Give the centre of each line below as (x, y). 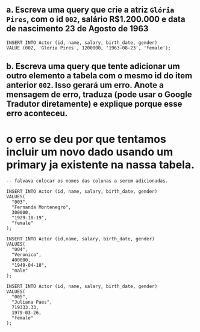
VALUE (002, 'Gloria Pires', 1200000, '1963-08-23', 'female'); (89, 48)
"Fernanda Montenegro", (41, 207)
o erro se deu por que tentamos (86, 139)
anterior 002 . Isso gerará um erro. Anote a (85, 85)
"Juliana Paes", (32, 302)
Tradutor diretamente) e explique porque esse (94, 104)
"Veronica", (27, 255)
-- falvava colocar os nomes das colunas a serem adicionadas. (87, 181)
